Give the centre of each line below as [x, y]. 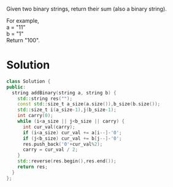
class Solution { [29, 81]
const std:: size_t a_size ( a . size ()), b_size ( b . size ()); [89, 104]
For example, [23, 21]
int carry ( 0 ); [35, 116]
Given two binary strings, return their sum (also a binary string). [87, 9]
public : [16, 87]
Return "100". [23, 40]
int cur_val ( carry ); [49, 127]
